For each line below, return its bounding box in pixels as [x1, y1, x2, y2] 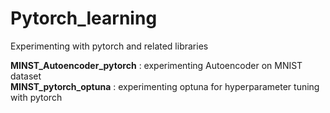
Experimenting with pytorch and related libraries [10, 40, 209, 52]
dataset [10, 70, 42, 82]
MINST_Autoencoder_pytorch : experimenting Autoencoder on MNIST [10, 59, 303, 71]
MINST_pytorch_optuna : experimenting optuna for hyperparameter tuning [10, 80, 320, 92]
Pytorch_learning [10, 7, 158, 30]
